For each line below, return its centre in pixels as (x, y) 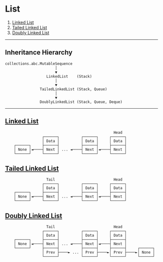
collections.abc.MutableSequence (39, 64)
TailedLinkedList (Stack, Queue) (73, 89)
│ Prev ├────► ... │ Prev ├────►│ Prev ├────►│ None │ (98, 253)
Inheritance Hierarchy (39, 53)
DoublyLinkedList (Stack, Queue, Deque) (81, 102)
